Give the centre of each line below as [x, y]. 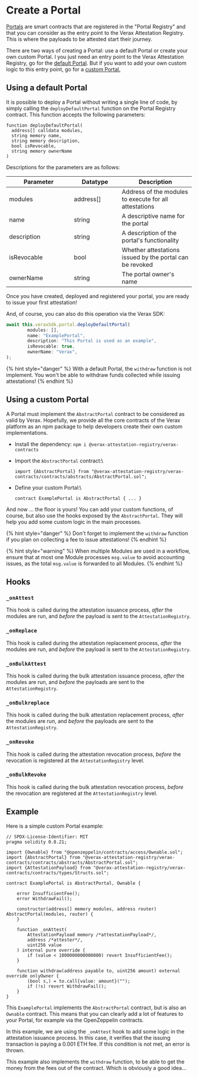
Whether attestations [151, 250]
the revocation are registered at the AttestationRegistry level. [82, 793]
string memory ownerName [42, 151]
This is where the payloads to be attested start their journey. [79, 39]
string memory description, [46, 141]
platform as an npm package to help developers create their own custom [94, 426]
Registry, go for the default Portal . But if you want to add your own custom [96, 63]
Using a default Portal [47, 88]
